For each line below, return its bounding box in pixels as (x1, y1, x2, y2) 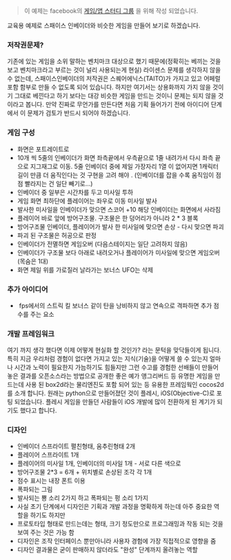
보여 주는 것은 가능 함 (17, 528, 74, 537)
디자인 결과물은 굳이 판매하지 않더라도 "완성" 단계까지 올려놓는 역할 (17, 546, 198, 554)
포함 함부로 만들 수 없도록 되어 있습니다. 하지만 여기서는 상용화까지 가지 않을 (7, 83, 212, 92)
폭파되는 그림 (17, 486, 53, 494)
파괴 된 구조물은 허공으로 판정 (17, 231, 97, 239)
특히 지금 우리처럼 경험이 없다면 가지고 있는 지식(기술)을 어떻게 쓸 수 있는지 (7, 354, 208, 363)
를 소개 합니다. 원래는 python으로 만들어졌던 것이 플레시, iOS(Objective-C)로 (7, 389, 215, 397)
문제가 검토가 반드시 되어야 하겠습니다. (27, 109, 131, 117)
